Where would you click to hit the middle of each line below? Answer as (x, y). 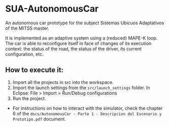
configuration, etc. (25, 54)
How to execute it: (34, 70)
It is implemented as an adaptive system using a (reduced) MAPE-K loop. (81, 38)
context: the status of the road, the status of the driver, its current (73, 49)
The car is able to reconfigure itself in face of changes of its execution (78, 43)
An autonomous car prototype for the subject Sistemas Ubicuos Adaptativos (85, 23)
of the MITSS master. (27, 28)
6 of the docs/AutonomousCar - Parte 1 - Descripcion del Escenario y (87, 113)
